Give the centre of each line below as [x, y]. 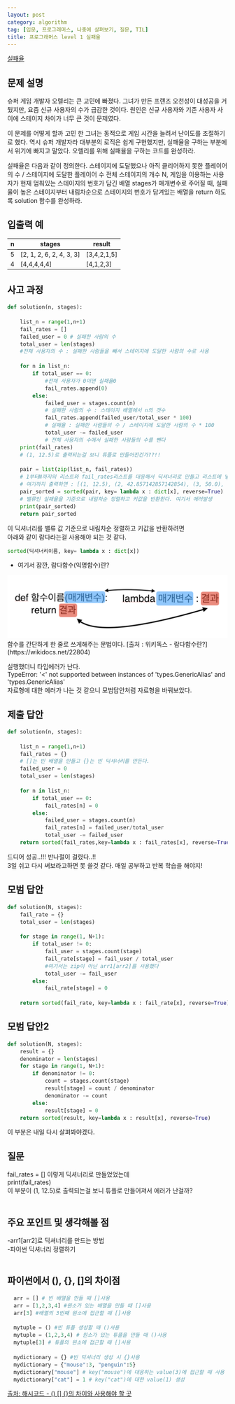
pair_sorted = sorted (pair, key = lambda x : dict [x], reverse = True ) [122, 492]
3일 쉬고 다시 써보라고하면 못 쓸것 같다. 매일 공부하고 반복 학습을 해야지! [105, 865]
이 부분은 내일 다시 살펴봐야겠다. [51, 1132]
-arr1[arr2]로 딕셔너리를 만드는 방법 [56, 1241]
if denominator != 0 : [64, 1074]
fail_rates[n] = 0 [71, 806]
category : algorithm [37, 22]
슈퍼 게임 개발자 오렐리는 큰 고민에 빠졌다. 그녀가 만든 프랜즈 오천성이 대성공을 [114, 101]
